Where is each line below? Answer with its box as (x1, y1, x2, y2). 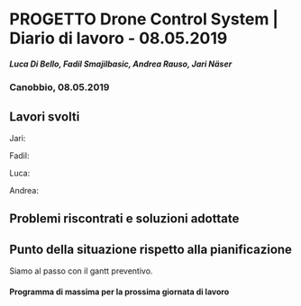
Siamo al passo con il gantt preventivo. (9, 265, 153, 276)
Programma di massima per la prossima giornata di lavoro (9, 286, 230, 297)
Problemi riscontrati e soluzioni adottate (9, 211, 240, 227)
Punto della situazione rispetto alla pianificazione (9, 241, 293, 256)
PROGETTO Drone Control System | (9, 9, 279, 30)
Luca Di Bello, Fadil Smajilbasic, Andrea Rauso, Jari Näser (9, 58, 233, 69)
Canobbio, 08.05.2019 (9, 81, 110, 94)
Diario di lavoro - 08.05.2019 (9, 28, 228, 49)
